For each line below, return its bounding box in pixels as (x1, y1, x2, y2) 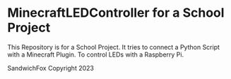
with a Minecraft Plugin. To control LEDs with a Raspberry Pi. (7, 50, 184, 59)
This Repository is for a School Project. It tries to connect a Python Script (7, 43, 220, 51)
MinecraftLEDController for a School (7, 5, 225, 21)
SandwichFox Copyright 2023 (7, 64, 94, 72)
